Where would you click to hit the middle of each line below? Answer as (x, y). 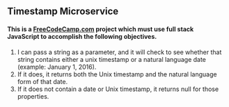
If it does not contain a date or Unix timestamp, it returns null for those (118, 89)
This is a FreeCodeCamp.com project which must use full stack (101, 29)
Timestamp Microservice (63, 11)
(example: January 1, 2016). (57, 67)
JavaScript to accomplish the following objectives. (82, 36)
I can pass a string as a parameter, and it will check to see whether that (119, 52)
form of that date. (42, 81)
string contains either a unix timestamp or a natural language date (112, 59)
